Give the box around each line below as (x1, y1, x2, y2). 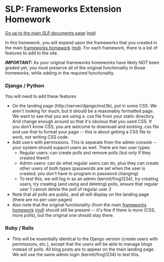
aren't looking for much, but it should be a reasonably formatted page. (12, 108, 154, 114)
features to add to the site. (5, 50, 59, 56)
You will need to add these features (5, 93, 77, 99)
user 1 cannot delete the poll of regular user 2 (19, 186, 112, 192)
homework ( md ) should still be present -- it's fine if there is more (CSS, (12, 207, 156, 213)
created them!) (19, 155, 50, 161)
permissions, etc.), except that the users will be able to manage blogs (12, 241, 153, 247)
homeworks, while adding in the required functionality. (5, 70, 115, 76)
